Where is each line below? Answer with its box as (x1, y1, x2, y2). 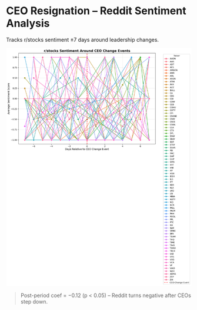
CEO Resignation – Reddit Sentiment (6, 4, 186, 18)
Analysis (6, 17, 50, 30)
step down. (20, 298, 48, 305)
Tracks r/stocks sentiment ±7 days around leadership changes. (6, 36, 159, 43)
